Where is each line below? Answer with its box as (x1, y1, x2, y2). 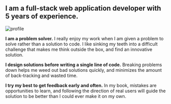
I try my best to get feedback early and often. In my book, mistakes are (5, 82, 157, 88)
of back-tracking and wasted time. (5, 72, 78, 79)
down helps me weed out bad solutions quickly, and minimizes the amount (5, 67, 162, 73)
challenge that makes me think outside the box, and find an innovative (5, 46, 153, 53)
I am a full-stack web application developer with (5, 4, 161, 13)
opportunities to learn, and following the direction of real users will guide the (5, 88, 166, 94)
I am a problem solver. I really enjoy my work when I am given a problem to (5, 35, 164, 41)
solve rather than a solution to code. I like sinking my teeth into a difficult (5, 41, 158, 47)
